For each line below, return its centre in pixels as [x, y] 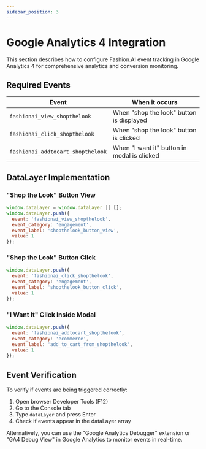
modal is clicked [136, 156]
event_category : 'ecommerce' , [50, 339]
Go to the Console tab [43, 408]
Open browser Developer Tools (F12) [62, 402]
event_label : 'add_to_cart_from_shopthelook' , [72, 344]
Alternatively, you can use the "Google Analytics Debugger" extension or [98, 433]
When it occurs [154, 102]
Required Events [38, 85]
